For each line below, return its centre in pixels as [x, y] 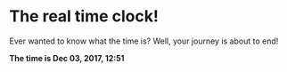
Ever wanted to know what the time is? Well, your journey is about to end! [144, 41]
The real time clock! [84, 16]
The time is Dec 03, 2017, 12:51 [67, 58]
